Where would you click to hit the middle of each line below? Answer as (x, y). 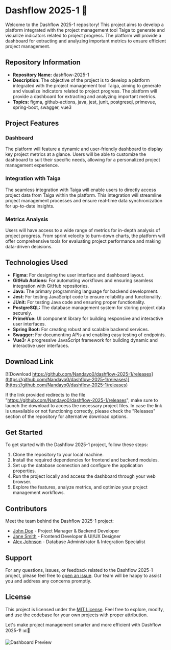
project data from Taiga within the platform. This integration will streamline (83, 195)
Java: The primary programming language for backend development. (86, 291)
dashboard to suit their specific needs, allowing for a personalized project (83, 160)
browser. (22, 482)
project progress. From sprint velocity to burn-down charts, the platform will (85, 236)
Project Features (32, 123)
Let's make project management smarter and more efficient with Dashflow (83, 624)
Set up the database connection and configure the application (78, 466)
